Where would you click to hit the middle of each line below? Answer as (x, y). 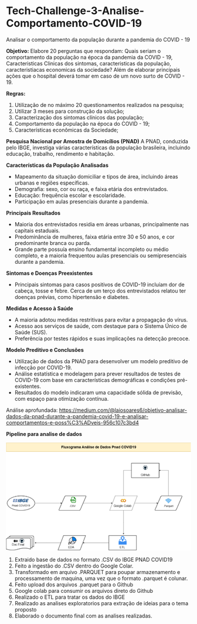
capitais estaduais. (37, 230)
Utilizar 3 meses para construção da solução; (69, 111)
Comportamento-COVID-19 (74, 23)
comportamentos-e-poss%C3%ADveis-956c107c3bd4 (72, 422)
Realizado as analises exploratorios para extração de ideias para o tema (101, 603)
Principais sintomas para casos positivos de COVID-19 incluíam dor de (99, 284)
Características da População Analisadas (57, 165)
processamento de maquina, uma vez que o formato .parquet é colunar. (101, 578)
